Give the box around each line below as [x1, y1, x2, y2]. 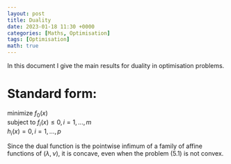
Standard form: [7, 86, 97, 101]
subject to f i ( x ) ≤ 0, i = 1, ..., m [7, 117, 92, 128]
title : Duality [7, 17, 51, 24]
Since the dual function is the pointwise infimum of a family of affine [7, 142, 203, 150]
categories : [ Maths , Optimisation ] [7, 29, 111, 37]
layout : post [7, 10, 45, 17]
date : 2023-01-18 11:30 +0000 [7, 23, 95, 30]
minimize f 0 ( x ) [7, 108, 49, 119]
